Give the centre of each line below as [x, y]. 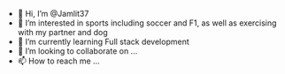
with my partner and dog [62, 32]
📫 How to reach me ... [58, 61]
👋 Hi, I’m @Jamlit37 [53, 14]
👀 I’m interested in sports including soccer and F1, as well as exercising [147, 23]
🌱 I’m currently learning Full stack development [103, 41]
